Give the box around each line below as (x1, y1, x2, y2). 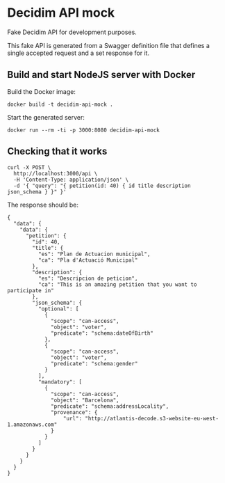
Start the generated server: (7, 113, 85, 121)
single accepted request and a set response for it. (7, 49, 150, 57)
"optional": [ (37, 305, 79, 312)
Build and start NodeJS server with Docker (7, 69, 196, 81)
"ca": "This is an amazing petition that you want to (37, 280, 197, 288)
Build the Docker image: (7, 87, 76, 95)
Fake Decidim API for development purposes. (7, 28, 137, 36)
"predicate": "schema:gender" (51, 360, 138, 367)
